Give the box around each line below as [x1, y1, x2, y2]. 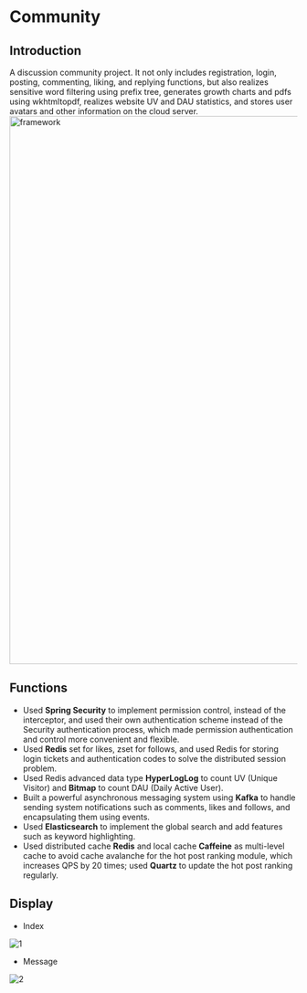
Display [9, 896, 54, 912]
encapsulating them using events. [22, 811, 151, 822]
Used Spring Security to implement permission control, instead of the [22, 704, 286, 715]
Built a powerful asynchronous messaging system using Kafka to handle [22, 792, 296, 803]
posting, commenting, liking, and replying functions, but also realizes [9, 77, 270, 88]
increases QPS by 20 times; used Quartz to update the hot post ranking [22, 860, 293, 871]
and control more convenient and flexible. [22, 734, 180, 745]
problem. [22, 763, 58, 774]
